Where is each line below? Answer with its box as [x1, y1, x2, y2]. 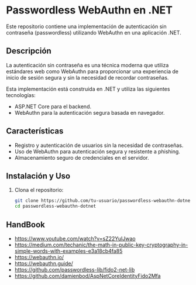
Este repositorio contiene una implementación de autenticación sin [6, 23, 167, 30]
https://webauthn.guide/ [14, 260, 73, 267]
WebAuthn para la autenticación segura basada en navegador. [14, 109, 165, 116]
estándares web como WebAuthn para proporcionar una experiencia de [6, 68, 179, 75]
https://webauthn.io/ [14, 253, 64, 260]
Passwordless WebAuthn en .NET [6, 4, 173, 17]
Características [6, 126, 64, 136]
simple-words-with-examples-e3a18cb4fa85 [14, 247, 123, 255]
